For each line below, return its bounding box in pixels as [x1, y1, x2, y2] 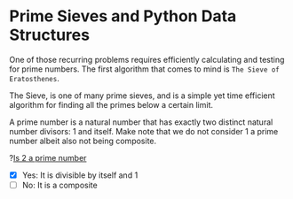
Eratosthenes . [9, 73, 59, 83]
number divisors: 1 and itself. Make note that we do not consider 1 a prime [9, 126, 279, 136]
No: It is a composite [21, 180, 98, 190]
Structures [9, 25, 91, 45]
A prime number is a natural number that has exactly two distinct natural [9, 117, 273, 127]
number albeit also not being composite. [9, 135, 157, 146]
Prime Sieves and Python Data [9, 6, 237, 27]
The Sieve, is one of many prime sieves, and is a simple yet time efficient [9, 90, 275, 101]
